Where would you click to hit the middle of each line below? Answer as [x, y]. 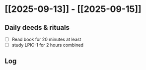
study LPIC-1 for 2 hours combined [48, 45]
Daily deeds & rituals [37, 28]
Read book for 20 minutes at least [46, 39]
